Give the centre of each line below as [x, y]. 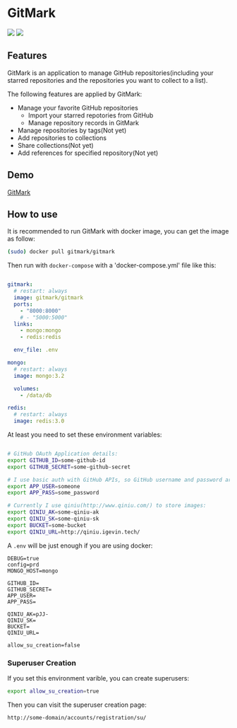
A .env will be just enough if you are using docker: [80, 545]
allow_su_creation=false [44, 645]
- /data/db [36, 395]
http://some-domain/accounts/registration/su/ [77, 717]
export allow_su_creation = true [53, 691]
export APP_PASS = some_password [53, 493]
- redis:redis [41, 337]
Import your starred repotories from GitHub [91, 115]
